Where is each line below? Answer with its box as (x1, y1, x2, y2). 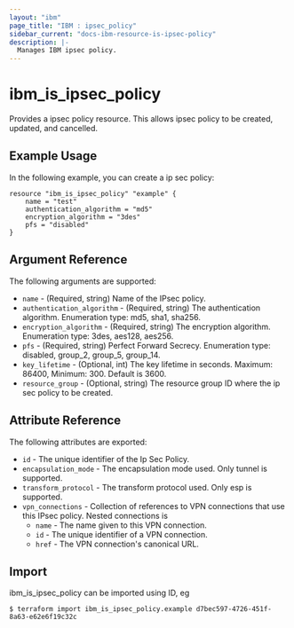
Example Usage (9, 148, 98, 164)
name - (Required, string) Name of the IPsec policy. (21, 293, 206, 303)
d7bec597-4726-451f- (195, 605, 273, 614)
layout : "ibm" (9, 12, 62, 22)
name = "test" (25, 197, 77, 206)
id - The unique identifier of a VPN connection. (35, 529, 209, 539)
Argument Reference (9, 252, 128, 267)
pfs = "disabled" (25, 220, 90, 229)
